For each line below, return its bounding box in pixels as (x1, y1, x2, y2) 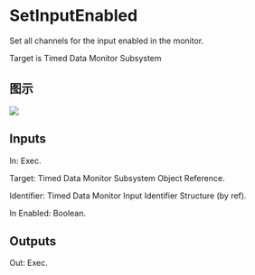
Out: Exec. (9, 258, 48, 269)
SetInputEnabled (9, 5, 138, 26)
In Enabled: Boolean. (9, 207, 86, 218)
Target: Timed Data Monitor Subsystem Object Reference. (9, 172, 225, 183)
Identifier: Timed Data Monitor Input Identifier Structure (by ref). (9, 190, 247, 201)
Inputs (9, 132, 47, 147)
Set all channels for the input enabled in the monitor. (9, 35, 204, 46)
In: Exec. (9, 155, 42, 166)
